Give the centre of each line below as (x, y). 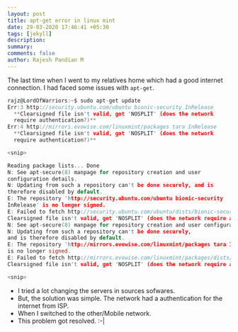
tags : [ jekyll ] (30, 34)
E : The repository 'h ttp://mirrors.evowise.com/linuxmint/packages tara (117, 245)
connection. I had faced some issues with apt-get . (81, 87)
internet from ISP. (43, 306)
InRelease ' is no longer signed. (57, 205)
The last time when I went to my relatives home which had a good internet (115, 80)
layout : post (27, 14)
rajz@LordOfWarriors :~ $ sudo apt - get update (74, 101)
